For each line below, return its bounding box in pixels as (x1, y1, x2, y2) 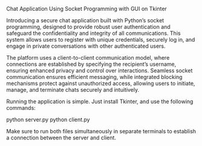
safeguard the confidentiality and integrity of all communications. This (6, 30, 181, 37)
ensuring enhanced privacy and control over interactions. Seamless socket (6, 67, 193, 74)
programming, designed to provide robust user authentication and (6, 24, 171, 30)
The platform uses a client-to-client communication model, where (6, 54, 170, 61)
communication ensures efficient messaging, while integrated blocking (6, 74, 183, 80)
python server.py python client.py (6, 116, 90, 123)
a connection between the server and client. (6, 134, 117, 141)
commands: (6, 104, 36, 111)
